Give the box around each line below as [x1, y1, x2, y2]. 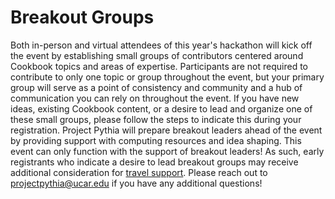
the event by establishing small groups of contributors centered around [10, 49, 304, 61]
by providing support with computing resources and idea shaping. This [10, 134, 302, 146]
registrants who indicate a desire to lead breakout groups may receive [10, 156, 299, 168]
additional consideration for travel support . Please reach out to [10, 166, 268, 178]
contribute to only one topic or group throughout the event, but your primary [10, 71, 325, 83]
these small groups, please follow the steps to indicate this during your [10, 113, 302, 125]
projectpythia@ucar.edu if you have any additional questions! [10, 177, 263, 189]
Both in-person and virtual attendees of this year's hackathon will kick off [10, 39, 313, 51]
